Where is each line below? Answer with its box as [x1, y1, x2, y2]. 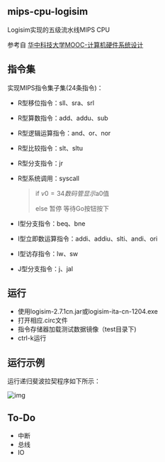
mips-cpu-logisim [7, 6, 89, 18]
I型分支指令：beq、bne [17, 219, 86, 228]
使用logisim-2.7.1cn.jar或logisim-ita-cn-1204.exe [17, 307, 158, 316]
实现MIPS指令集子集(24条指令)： [7, 83, 103, 92]
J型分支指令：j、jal [17, 264, 73, 273]
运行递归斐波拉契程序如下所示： [7, 377, 101, 385]
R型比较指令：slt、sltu [17, 143, 84, 152]
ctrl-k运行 [17, 334, 47, 343]
